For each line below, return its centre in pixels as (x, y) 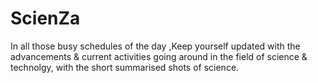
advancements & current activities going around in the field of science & (159, 56)
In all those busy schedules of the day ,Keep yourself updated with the (155, 46)
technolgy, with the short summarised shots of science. (125, 67)
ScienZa (45, 18)
